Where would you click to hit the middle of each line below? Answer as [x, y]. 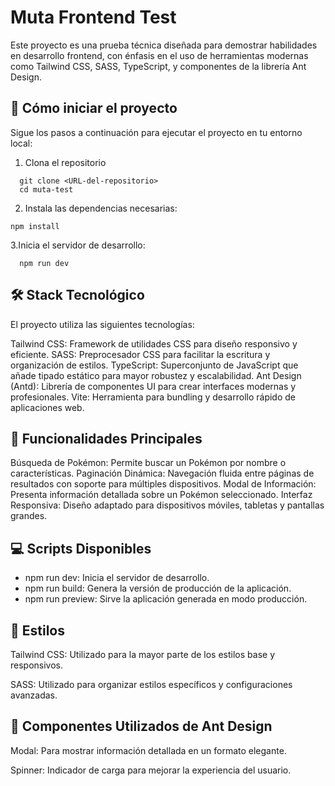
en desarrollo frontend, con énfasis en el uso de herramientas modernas [159, 55]
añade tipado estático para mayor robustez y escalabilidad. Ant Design [156, 375]
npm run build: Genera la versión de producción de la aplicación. [158, 588]
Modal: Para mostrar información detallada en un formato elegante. [148, 750]
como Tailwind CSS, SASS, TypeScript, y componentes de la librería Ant [158, 66]
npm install [35, 226]
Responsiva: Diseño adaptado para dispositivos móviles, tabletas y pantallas [167, 505]
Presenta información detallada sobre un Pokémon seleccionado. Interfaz [161, 495]
